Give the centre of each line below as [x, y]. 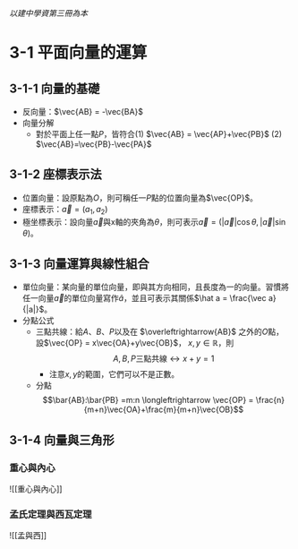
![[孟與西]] [28, 536]
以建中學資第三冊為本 [48, 13]
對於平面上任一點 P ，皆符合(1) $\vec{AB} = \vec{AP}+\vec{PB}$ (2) [159, 134]
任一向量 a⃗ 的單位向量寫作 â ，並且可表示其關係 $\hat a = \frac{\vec [144, 298]
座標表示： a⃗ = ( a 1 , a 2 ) [65, 210]
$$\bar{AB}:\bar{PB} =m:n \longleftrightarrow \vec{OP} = [148, 400]
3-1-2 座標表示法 [56, 174]
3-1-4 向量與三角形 [62, 440]
